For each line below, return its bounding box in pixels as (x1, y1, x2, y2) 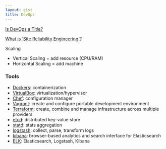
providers (12, 111, 33, 117)
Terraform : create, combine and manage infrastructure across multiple (12, 106, 159, 112)
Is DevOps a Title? (5, 26, 43, 32)
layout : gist (5, 7, 33, 13)
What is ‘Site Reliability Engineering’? (5, 36, 82, 42)
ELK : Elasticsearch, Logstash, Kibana (12, 138, 90, 144)
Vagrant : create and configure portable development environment (12, 100, 150, 106)
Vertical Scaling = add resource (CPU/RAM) (12, 55, 103, 61)
